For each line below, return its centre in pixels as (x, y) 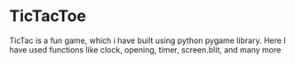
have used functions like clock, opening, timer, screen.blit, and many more (145, 49)
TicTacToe (48, 16)
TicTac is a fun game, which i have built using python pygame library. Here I (147, 40)
